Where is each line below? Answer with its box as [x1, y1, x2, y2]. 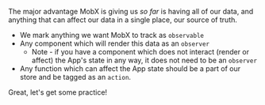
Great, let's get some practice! [8, 88, 108, 97]
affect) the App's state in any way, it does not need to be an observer [31, 55, 258, 65]
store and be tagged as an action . [19, 73, 132, 81]
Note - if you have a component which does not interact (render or [31, 47, 250, 56]
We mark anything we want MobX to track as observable [19, 31, 205, 39]
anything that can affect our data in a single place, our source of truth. [8, 15, 238, 24]
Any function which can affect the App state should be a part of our [19, 64, 241, 73]
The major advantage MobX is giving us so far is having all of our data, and [8, 7, 254, 16]
